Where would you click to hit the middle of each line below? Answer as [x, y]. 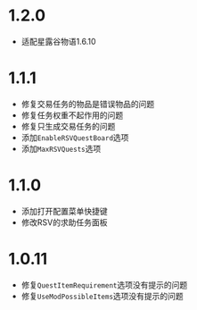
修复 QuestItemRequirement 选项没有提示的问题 [104, 285]
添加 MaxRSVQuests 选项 [61, 148]
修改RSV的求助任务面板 [64, 222]
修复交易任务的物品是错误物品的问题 [88, 104]
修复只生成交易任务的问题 [68, 126]
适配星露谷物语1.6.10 [58, 41]
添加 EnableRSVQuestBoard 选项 [75, 137]
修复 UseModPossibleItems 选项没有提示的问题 [102, 296]
